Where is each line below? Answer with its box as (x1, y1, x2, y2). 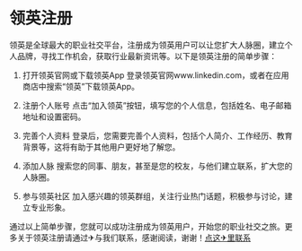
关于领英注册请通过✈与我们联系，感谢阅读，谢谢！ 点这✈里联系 (16, 232, 252, 243)
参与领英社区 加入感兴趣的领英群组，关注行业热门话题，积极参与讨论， (22, 190, 285, 202)
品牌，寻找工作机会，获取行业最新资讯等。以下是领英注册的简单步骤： (16, 50, 277, 61)
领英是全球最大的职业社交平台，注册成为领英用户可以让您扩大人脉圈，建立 (9, 39, 285, 50)
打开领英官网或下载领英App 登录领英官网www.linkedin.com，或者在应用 (22, 69, 289, 81)
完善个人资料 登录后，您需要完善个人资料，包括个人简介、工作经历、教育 (22, 130, 293, 141)
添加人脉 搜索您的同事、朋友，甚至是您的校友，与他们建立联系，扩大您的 (22, 160, 293, 171)
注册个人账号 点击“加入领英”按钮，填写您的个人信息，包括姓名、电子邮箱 (22, 100, 292, 110)
